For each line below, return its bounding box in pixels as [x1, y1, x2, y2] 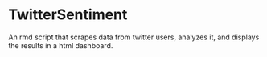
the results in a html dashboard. [8, 40, 113, 50]
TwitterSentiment [8, 6, 128, 24]
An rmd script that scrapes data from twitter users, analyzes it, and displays [8, 32, 260, 42]
